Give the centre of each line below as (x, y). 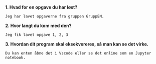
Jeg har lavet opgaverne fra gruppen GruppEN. (55, 16)
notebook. (16, 57)
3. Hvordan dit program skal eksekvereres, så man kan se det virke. (77, 44)
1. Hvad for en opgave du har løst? (41, 7)
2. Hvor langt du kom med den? (38, 25)
